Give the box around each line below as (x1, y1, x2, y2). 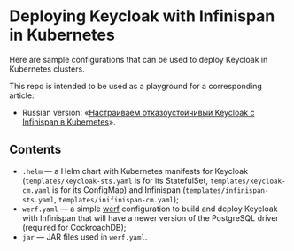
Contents (9, 142, 62, 157)
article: (9, 90, 35, 101)
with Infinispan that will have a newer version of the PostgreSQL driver (21, 212, 279, 223)
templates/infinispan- (185, 186, 269, 195)
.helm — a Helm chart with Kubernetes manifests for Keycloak (21, 165, 249, 176)
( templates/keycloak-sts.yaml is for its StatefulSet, (21, 175, 209, 186)
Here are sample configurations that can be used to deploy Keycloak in (9, 54, 268, 65)
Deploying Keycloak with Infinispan (9, 6, 275, 27)
